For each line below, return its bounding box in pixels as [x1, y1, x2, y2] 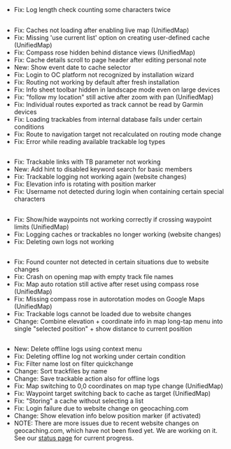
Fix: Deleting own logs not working [13, 237, 114, 245]
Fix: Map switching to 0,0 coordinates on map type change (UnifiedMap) [13, 382, 224, 390]
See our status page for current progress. [13, 434, 134, 443]
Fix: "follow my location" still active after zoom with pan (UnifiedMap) [13, 92, 214, 101]
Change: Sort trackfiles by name [13, 367, 108, 376]
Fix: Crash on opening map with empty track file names [13, 272, 174, 280]
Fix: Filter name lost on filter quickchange [13, 359, 134, 368]
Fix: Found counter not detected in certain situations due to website [13, 257, 209, 266]
